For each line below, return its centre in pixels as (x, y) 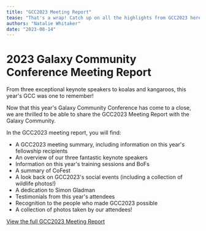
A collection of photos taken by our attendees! (74, 210)
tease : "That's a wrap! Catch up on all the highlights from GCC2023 (97, 18)
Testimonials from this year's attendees (65, 197)
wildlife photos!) (36, 184)
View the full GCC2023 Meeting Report (56, 222)
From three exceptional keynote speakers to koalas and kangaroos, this (96, 89)
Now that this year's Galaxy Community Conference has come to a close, (99, 108)
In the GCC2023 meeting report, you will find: (64, 133)
